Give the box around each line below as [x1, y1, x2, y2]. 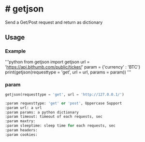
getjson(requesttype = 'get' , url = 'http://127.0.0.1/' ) [5, 92, 124, 97]
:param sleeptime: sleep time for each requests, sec [5, 123, 116, 128]
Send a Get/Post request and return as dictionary [5, 19, 103, 25]
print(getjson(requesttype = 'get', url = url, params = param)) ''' [5, 69, 131, 75]
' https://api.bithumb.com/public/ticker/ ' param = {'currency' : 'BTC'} [5, 64, 141, 70]
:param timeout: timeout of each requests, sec [5, 114, 103, 119]
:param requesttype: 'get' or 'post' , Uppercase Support [5, 100, 122, 106]
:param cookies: [5, 132, 38, 137]
